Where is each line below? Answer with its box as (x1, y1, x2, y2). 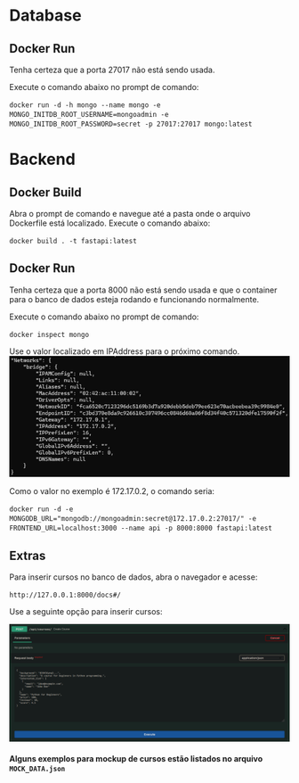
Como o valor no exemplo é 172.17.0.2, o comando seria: (9, 486, 215, 497)
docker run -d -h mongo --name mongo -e (9, 101, 162, 110)
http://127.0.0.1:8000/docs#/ (9, 590, 122, 600)
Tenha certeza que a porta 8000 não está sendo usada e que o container (9, 284, 278, 295)
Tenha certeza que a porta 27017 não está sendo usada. (9, 64, 215, 75)
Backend (9, 149, 76, 169)
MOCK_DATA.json (9, 764, 66, 774)
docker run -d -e (9, 505, 74, 514)
